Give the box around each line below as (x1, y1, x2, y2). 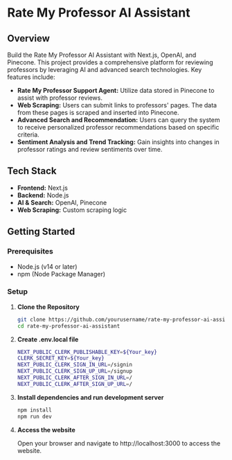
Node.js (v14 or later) (17, 262, 78, 271)
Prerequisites (7, 247, 53, 256)
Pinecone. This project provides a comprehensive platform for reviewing (7, 58, 213, 67)
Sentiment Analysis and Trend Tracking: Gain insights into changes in (17, 138, 220, 146)
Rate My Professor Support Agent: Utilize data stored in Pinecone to (17, 87, 215, 94)
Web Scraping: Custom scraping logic (17, 206, 127, 214)
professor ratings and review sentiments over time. (17, 145, 163, 153)
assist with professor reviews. (17, 94, 102, 102)
